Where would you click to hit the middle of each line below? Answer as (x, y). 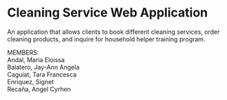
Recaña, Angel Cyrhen (39, 89)
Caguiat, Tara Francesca (42, 74)
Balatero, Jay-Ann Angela (43, 67)
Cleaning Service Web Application (108, 13)
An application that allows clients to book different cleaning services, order (113, 32)
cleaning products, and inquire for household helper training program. (106, 39)
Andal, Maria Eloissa (36, 59)
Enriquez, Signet (30, 81)
